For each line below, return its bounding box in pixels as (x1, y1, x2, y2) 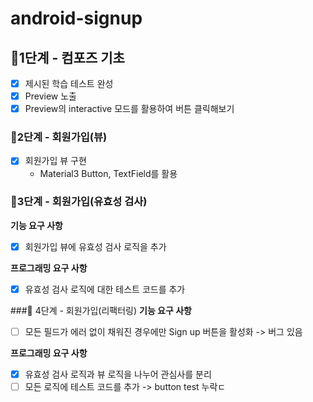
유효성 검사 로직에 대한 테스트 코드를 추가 (24, 283, 186, 295)
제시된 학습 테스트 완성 (24, 78, 114, 89)
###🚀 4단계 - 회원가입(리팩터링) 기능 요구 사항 (10, 304, 192, 316)
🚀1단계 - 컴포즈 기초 (10, 49, 125, 66)
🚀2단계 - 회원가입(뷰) (10, 130, 108, 144)
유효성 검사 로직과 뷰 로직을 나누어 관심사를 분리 (24, 368, 212, 381)
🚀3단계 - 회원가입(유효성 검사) (10, 195, 148, 209)
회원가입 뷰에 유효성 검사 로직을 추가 (24, 240, 167, 252)
